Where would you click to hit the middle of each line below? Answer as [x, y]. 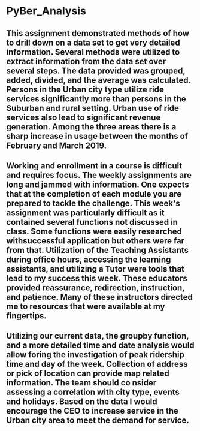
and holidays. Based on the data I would [82, 402]
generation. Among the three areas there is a [91, 127]
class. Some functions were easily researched [94, 231]
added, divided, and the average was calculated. [99, 80]
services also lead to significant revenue [84, 117]
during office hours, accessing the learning [89, 259]
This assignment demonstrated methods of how [98, 33]
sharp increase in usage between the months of [97, 136]
